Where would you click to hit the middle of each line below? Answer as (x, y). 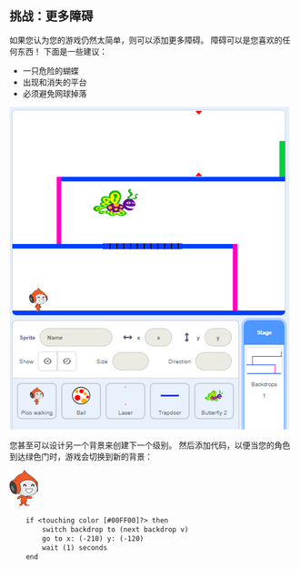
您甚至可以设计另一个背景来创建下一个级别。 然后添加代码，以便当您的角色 (150, 445)
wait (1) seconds (75, 548)
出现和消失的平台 (55, 82)
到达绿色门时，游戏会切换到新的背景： (81, 456)
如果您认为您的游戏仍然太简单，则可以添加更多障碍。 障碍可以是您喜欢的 (146, 40)
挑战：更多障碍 (51, 16)
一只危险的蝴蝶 (50, 70)
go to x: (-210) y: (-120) (93, 539)
